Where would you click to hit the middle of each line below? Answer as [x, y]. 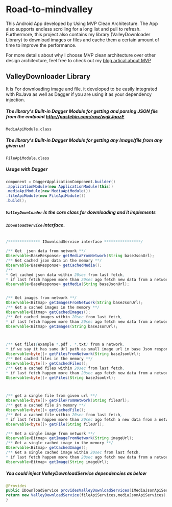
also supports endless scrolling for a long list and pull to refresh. [73, 29]
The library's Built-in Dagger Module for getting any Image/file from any [84, 140]
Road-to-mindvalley [50, 9]
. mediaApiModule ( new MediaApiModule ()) [48, 191]
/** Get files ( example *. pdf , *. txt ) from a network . [65, 345]
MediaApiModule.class [29, 129]
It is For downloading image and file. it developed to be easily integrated [82, 89]
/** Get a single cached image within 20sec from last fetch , [73, 452]
